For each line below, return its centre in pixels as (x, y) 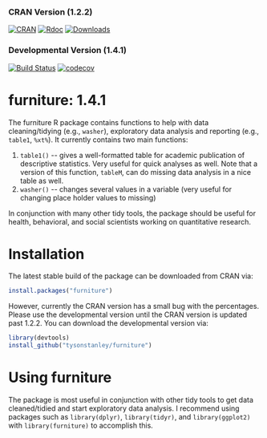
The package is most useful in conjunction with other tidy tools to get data (131, 400)
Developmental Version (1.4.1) (67, 51)
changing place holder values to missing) (88, 197)
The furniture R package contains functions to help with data (109, 122)
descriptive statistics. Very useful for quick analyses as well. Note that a (139, 164)
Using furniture (60, 377)
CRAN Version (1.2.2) (51, 12)
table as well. (42, 180)
